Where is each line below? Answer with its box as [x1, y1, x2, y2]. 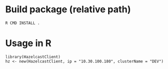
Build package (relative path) [5, 4, 131, 15]
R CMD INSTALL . [5, 20, 40, 26]
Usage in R [5, 37, 52, 49]
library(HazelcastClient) [5, 54, 60, 59]
